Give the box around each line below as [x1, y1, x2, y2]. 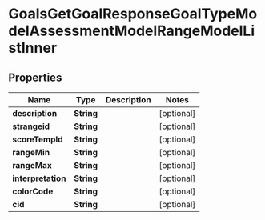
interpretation [12, 173, 66, 184]
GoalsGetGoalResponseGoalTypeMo [8, 5, 258, 23]
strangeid [12, 121, 50, 132]
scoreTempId [12, 134, 63, 145]
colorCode [12, 186, 54, 197]
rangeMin [12, 147, 50, 158]
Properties [8, 70, 62, 84]
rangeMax [12, 160, 52, 170]
